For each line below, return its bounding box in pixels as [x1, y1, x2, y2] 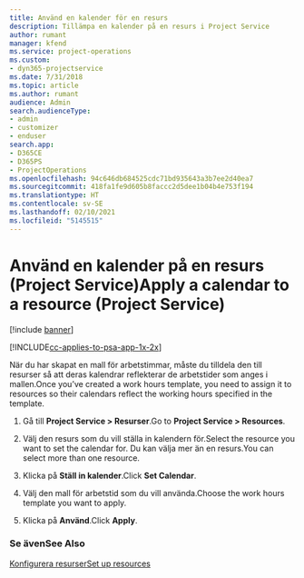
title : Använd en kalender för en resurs [9, 13, 169, 23]
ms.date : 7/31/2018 [9, 73, 83, 82]
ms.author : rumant [9, 89, 79, 98]
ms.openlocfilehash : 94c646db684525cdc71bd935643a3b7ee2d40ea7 [9, 174, 254, 183]
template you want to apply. [22, 497, 127, 508]
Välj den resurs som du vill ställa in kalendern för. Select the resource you [22, 433, 295, 443]
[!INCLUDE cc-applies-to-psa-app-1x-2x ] [9, 342, 162, 353]
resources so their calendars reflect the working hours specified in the [9, 388, 273, 399]
